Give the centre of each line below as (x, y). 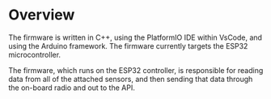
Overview (42, 15)
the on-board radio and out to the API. (72, 88)
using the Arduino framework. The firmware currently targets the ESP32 (128, 45)
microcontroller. (35, 54)
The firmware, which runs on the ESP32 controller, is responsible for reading (136, 70)
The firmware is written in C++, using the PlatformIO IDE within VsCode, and (135, 37)
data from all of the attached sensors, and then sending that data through (131, 79)
